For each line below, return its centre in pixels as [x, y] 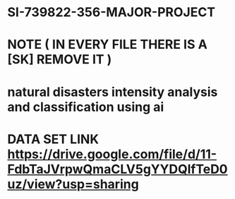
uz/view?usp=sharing [73, 184]
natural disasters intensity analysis [113, 92]
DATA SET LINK [53, 139]
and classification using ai [86, 107]
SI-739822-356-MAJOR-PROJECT [112, 12]
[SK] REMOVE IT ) [60, 60]
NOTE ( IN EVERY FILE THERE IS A [108, 45]
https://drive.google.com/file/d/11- [112, 154]
